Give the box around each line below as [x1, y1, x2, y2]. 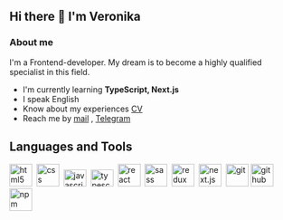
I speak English [22, 93, 80, 104]
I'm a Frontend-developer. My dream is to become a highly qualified [9, 56, 262, 68]
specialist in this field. [9, 66, 90, 77]
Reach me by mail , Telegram [22, 112, 131, 123]
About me [9, 36, 54, 49]
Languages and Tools [9, 139, 133, 155]
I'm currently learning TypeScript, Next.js [22, 83, 179, 95]
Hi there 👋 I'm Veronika [9, 9, 142, 24]
